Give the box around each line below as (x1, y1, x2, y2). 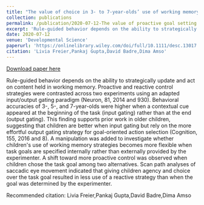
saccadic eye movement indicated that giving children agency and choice (6, 167, 191, 174)
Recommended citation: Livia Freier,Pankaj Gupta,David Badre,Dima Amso (6, 192, 191, 199)
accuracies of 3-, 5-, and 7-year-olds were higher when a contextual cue (6, 102, 189, 110)
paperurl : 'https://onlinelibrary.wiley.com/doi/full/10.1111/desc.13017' (6, 43, 200, 49)
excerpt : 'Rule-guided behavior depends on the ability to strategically (6, 25, 197, 32)
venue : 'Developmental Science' (6, 37, 88, 43)
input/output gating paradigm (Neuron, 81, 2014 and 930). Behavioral (6, 96, 179, 103)
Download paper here (6, 65, 61, 72)
